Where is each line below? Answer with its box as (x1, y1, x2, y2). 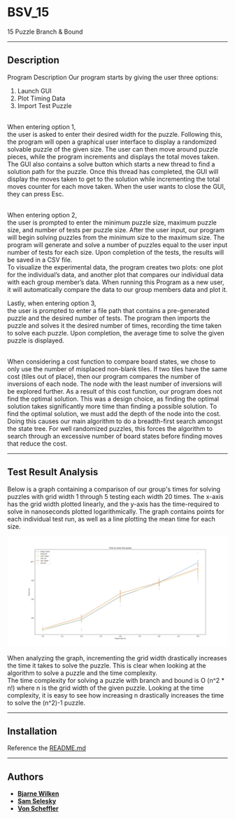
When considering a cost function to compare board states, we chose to (7, 357, 216, 366)
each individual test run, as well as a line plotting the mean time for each (7, 514, 215, 523)
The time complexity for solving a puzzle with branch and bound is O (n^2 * (7, 676, 225, 684)
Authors (7, 771, 44, 783)
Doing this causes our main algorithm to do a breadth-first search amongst (7, 417, 223, 425)
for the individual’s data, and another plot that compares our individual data (7, 270, 224, 279)
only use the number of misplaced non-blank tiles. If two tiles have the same (7, 364, 227, 373)
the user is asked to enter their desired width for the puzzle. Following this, (7, 130, 222, 138)
